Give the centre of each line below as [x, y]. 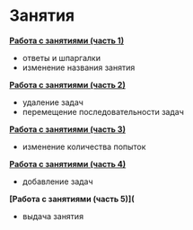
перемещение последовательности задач [103, 111]
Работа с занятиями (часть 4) [68, 164]
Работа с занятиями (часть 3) [67, 129]
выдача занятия [53, 216]
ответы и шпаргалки [61, 57]
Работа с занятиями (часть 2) [67, 84]
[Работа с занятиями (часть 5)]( [72, 199]
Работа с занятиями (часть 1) [66, 40]
